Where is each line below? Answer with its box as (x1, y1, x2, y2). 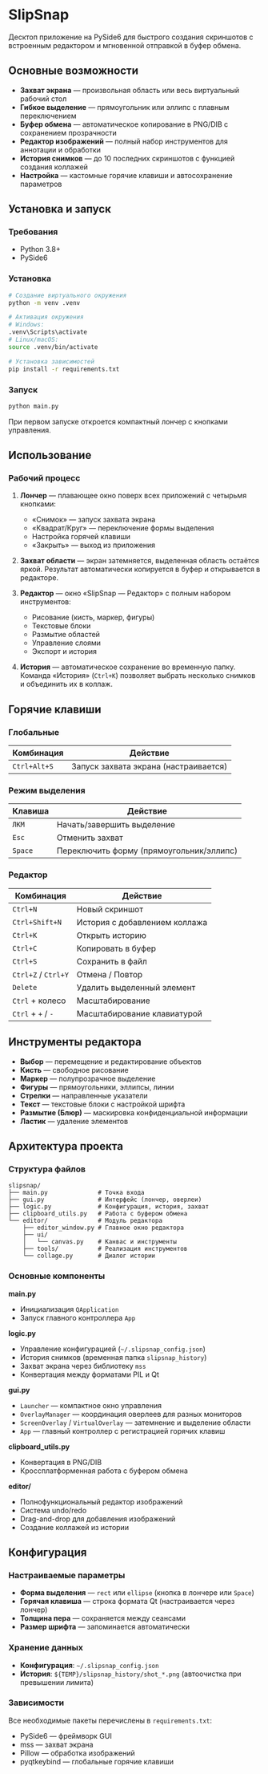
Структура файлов (8, 1163, 86, 1175)
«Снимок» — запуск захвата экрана (31, 515, 156, 525)
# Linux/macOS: (8, 335, 59, 344)
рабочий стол (19, 94, 67, 104)
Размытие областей (31, 630, 100, 639)
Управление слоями (31, 638, 102, 647)
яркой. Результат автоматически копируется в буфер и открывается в (19, 564, 261, 574)
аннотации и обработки (19, 144, 102, 154)
